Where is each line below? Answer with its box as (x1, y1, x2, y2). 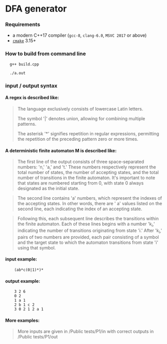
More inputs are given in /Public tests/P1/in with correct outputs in (17, 328, 154, 334)
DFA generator (5, 3, 67, 15)
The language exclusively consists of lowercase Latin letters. (17, 106, 143, 112)
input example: (5, 256, 38, 262)
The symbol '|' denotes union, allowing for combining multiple (17, 115, 145, 121)
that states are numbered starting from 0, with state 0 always (17, 180, 144, 186)
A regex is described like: (5, 95, 59, 101)
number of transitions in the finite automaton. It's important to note (17, 175, 155, 181)
